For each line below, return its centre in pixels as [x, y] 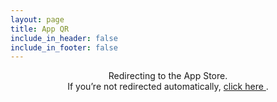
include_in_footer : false [64, 47]
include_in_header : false [64, 38]
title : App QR [40, 29]
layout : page [37, 19]
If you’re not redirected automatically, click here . [168, 87]
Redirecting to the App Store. [168, 76]
